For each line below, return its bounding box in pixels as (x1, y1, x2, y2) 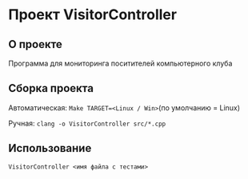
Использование (8, 141, 92, 155)
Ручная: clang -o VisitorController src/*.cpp (8, 118, 166, 128)
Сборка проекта (8, 82, 94, 95)
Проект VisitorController (8, 6, 178, 24)
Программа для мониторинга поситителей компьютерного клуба (8, 58, 233, 68)
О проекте (8, 38, 62, 51)
